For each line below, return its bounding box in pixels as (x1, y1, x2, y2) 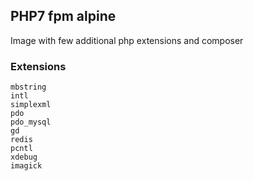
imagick (10, 161, 43, 171)
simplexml (10, 100, 52, 110)
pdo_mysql (10, 117, 52, 128)
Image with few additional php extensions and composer (10, 34, 244, 46)
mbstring (10, 82, 47, 93)
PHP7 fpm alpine (10, 8, 117, 25)
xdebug (10, 152, 38, 163)
